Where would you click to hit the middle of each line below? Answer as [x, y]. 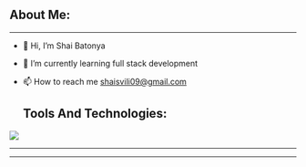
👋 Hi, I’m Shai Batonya [64, 46]
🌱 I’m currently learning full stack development [110, 63]
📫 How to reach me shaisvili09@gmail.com [104, 81]
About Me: [40, 15]
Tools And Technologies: [95, 114]
